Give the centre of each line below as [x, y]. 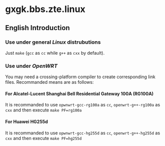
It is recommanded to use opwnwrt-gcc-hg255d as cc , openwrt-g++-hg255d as [83, 133]
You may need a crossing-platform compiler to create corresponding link [80, 77]
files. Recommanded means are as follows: [49, 82]
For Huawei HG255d [27, 121]
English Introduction [38, 28]
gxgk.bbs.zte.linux [45, 9]
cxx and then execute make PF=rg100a [43, 110]
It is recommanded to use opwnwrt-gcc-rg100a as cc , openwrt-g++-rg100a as [83, 105]
